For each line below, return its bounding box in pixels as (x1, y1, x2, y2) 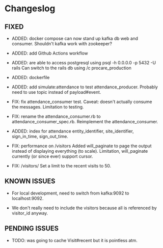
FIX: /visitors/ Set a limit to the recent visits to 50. (11, 163, 111, 168)
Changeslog (4, 3, 55, 14)
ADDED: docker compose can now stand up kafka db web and (11, 35, 138, 41)
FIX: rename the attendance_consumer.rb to (11, 113, 101, 119)
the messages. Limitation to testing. (11, 104, 84, 110)
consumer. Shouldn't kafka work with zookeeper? (11, 41, 112, 47)
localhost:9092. (11, 195, 44, 201)
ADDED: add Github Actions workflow (11, 50, 88, 56)
